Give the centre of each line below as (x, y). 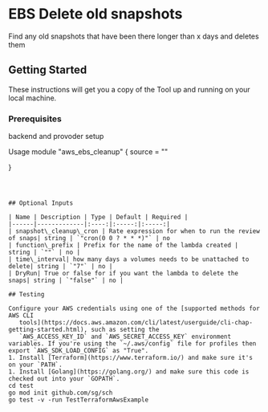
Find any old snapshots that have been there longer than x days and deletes (134, 36)
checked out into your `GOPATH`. (64, 379)
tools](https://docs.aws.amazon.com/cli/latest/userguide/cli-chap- (136, 323)
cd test (21, 386)
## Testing (26, 295)
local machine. (32, 98)
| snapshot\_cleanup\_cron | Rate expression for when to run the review (134, 231)
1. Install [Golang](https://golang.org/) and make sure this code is (129, 372)
